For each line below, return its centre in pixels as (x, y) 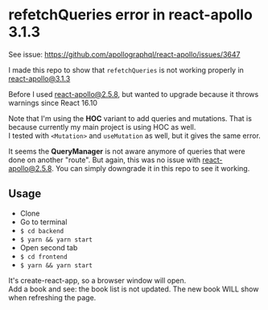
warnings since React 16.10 (53, 103)
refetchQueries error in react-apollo (131, 15)
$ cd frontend (43, 257)
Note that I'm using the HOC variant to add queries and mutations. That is (130, 118)
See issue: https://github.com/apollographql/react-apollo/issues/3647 (124, 54)
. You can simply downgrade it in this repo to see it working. (150, 168)
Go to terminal (43, 222)
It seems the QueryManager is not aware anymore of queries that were (127, 151)
